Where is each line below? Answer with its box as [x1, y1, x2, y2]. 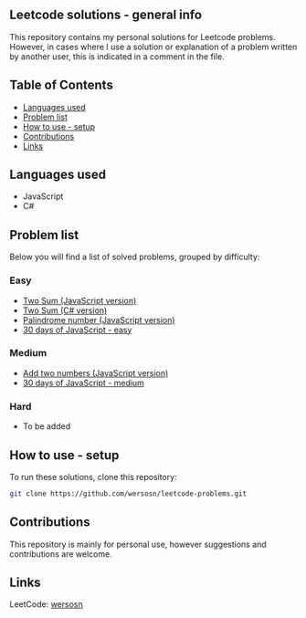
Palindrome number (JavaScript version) [22, 314, 175, 325]
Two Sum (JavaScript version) [22, 295, 137, 306]
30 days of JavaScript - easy [22, 324, 132, 335]
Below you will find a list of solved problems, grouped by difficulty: [9, 251, 260, 263]
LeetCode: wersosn [9, 599, 84, 610]
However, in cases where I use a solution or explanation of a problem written [9, 41, 298, 52]
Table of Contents [9, 78, 114, 93]
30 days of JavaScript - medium [22, 377, 144, 388]
